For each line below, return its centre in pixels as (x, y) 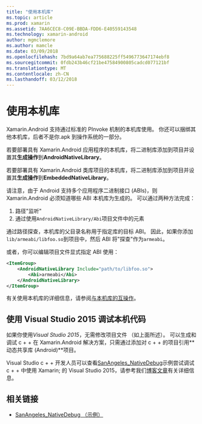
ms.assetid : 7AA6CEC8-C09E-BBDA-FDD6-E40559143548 (72, 29)
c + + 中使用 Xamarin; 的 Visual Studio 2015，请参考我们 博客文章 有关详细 (98, 371)
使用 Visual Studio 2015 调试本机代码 (76, 319)
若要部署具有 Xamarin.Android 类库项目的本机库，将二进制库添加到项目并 (98, 170)
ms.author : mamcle (29, 46)
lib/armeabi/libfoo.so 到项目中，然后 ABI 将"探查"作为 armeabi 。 (87, 239)
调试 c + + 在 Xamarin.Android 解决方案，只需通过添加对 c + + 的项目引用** (101, 342)
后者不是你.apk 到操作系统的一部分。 (79, 137)
